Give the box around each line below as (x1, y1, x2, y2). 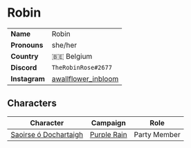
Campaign (91, 118, 126, 127)
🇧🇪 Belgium (51, 51, 93, 61)
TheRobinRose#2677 (51, 64, 113, 71)
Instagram (10, 74, 45, 84)
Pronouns (10, 40, 44, 50)
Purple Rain (89, 129, 127, 139)
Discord (10, 62, 37, 72)
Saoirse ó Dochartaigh (10, 129, 84, 139)
